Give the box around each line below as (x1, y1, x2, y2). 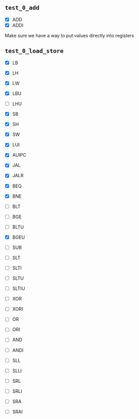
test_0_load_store (5, 47, 64, 55)
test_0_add (5, 4, 39, 12)
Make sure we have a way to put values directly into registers (5, 32, 134, 38)
